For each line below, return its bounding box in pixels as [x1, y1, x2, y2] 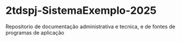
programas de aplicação [5, 29, 65, 36]
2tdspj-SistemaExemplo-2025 [5, 4, 157, 17]
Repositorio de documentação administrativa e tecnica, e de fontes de [5, 23, 176, 30]
